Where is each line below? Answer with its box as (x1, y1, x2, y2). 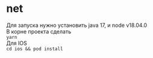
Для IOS (6, 39, 27, 47)
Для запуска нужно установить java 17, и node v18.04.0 (6, 22, 148, 29)
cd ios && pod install (6, 45, 63, 52)
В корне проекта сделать (6, 28, 71, 35)
